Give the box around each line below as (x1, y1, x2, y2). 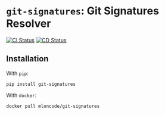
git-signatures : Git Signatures (6, 4, 160, 18)
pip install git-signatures (6, 81, 76, 87)
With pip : (6, 70, 29, 77)
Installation (6, 54, 49, 64)
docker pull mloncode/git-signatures (6, 103, 100, 109)
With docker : (6, 91, 37, 99)
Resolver (6, 17, 51, 30)
